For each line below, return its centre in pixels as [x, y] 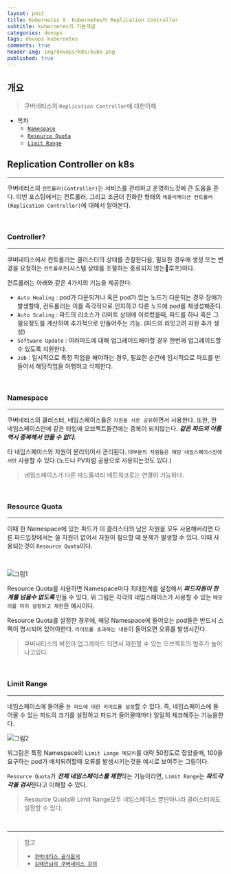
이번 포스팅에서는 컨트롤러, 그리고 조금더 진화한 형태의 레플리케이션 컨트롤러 [114, 197]
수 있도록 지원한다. [42, 349]
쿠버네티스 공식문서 [57, 856]
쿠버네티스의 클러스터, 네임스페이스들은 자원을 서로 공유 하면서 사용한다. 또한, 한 [112, 420]
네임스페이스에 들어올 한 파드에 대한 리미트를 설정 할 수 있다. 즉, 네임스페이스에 [109, 706]
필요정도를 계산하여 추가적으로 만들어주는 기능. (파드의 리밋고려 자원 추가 [114, 323]
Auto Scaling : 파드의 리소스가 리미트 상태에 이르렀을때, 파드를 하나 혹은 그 [118, 315]
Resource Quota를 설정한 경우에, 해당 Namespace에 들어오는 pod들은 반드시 [112, 621]
